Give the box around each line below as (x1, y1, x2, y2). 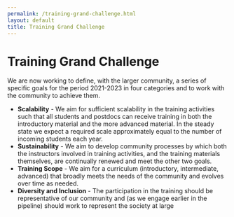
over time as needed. (17, 179, 79, 188)
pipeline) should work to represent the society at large (17, 202, 174, 210)
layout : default (7, 17, 55, 24)
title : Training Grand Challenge (7, 23, 105, 30)
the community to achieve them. (7, 92, 100, 100)
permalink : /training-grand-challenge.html (7, 10, 137, 17)
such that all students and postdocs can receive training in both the (17, 113, 212, 121)
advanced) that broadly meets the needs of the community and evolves (17, 172, 224, 181)
